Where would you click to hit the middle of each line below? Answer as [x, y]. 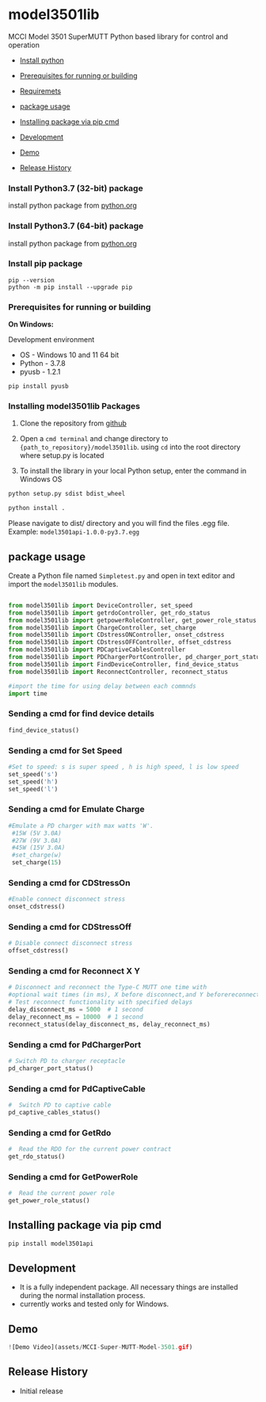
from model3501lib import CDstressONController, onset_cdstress [116, 635]
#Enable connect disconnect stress [67, 899]
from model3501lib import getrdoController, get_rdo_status [110, 613]
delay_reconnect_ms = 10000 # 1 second [76, 1017]
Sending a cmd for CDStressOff [70, 927]
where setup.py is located [62, 455]
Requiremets [40, 91]
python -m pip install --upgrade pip [70, 287]
